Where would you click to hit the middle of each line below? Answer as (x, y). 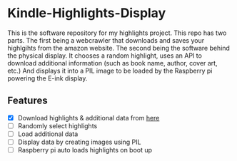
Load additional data (48, 134)
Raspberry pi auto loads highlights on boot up (85, 150)
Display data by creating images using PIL (79, 142)
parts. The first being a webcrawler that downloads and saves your (106, 40)
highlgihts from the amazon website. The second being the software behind (119, 48)
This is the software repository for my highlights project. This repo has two (117, 33)
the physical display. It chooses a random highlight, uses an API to (105, 56)
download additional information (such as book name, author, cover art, (112, 63)
